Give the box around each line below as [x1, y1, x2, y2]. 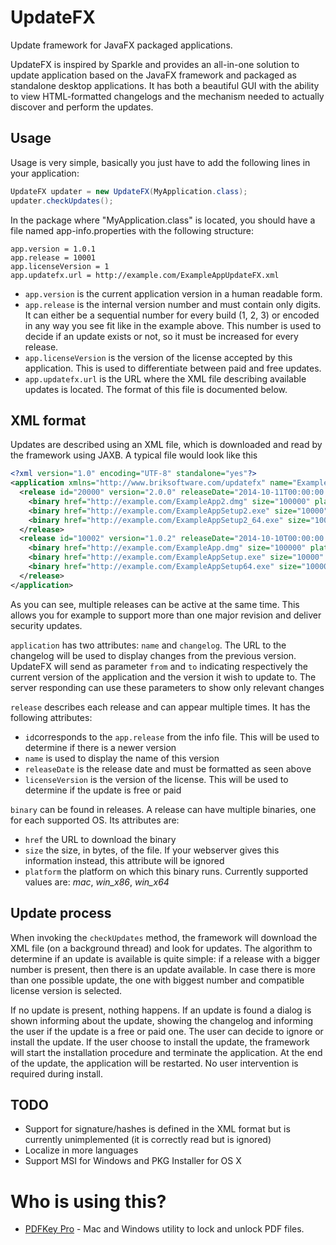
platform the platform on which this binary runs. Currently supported [24, 865, 309, 877]
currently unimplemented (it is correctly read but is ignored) [24, 1134, 272, 1146]
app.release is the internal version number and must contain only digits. [24, 298, 322, 310]
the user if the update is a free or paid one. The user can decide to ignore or [10, 1025, 324, 1037]
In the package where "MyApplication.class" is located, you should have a [10, 214, 316, 226]
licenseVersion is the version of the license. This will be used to [24, 773, 289, 785]
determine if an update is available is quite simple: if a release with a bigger [10, 952, 321, 965]
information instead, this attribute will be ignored [24, 854, 225, 866]
